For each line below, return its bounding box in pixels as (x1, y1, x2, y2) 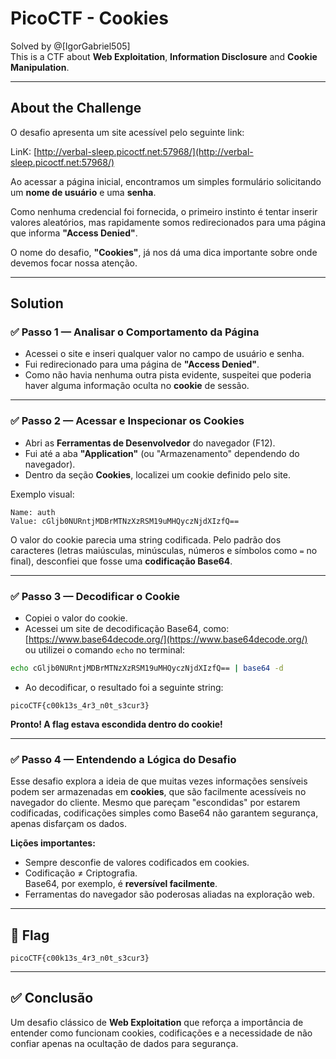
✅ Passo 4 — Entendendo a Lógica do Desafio (10, 752, 237, 766)
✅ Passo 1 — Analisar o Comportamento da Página (10, 325, 260, 339)
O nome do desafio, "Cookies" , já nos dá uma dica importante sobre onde (10, 246, 318, 258)
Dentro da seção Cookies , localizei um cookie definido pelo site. (24, 468, 291, 481)
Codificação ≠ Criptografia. (24, 867, 138, 879)
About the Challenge (10, 100, 142, 117)
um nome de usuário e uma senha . (10, 186, 157, 198)
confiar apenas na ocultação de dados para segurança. (10, 1037, 239, 1049)
